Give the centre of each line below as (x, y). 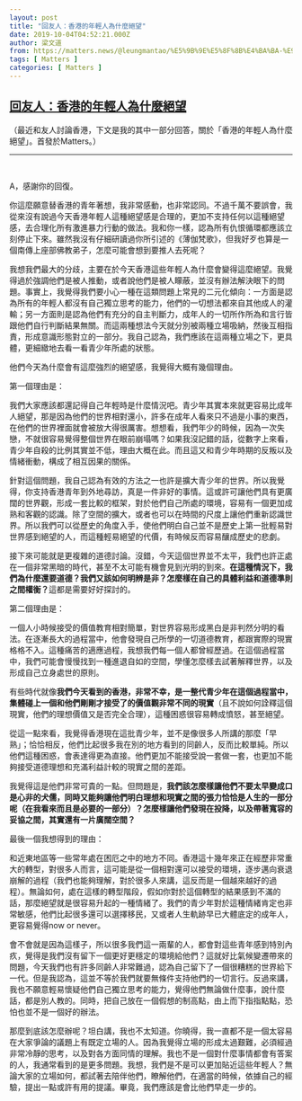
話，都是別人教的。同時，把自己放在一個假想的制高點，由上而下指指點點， (147, 1000)
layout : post (34, 18)
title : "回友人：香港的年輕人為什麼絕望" (78, 26)
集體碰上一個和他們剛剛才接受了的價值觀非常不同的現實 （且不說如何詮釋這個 (151, 703)
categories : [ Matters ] (56, 68)
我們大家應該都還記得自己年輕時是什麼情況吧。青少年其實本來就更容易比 (143, 404)
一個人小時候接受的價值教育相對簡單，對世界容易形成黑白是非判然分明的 (143, 627)
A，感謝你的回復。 (44, 186)
